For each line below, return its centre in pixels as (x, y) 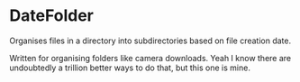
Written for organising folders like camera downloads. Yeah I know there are (150, 58)
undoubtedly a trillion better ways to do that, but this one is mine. (130, 68)
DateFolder (52, 16)
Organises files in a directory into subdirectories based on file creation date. (150, 41)
